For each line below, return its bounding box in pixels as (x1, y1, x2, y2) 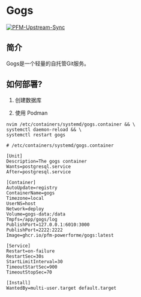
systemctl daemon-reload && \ (6, 126, 82, 133)
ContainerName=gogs (6, 190, 55, 196)
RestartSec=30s (6, 253, 44, 260)
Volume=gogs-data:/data (6, 211, 66, 217)
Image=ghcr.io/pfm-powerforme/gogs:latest (6, 232, 114, 238)
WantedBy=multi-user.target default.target (6, 285, 117, 291)
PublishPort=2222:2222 (6, 227, 63, 233)
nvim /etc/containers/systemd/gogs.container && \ (6, 121, 136, 127)
